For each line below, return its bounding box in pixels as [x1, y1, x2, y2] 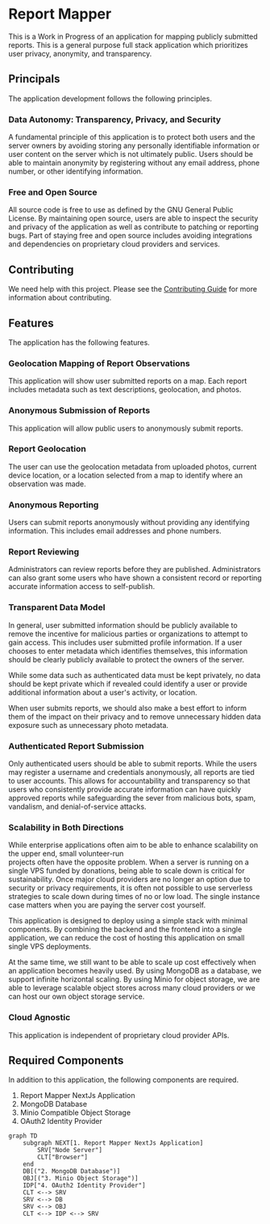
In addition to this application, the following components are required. [8, 1075, 239, 1085]
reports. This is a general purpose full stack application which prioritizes [8, 40, 248, 49]
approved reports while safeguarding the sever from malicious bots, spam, [8, 793, 256, 803]
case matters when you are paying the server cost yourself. [8, 900, 206, 910]
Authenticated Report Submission [8, 740, 145, 751]
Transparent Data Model [8, 602, 106, 613]
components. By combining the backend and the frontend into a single [8, 924, 243, 934]
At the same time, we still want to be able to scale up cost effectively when [8, 957, 256, 967]
